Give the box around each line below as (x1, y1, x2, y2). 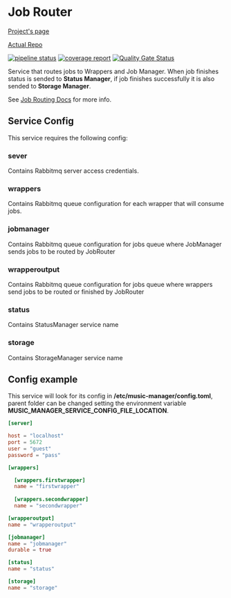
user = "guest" (8, 445, 52, 452)
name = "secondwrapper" (14, 503, 82, 510)
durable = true (8, 547, 52, 554)
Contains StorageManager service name (8, 353, 123, 362)
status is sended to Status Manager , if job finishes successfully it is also (8, 74, 215, 83)
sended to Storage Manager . (8, 82, 91, 90)
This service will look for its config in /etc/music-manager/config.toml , (8, 392, 213, 400)
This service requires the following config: (8, 133, 128, 142)
